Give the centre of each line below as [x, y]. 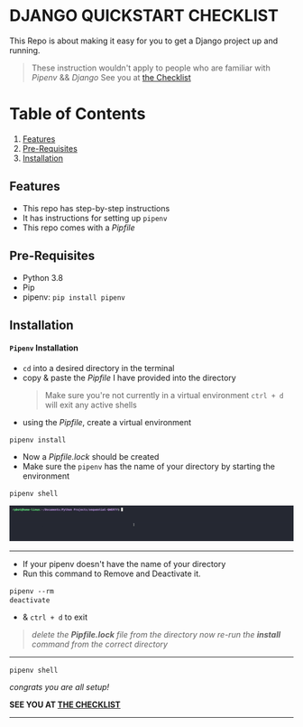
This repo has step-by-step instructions [96, 208]
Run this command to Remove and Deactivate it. [111, 573]
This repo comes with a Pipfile [78, 228]
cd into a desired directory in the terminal [98, 368]
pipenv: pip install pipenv [74, 297]
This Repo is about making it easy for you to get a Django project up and [144, 41]
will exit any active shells [91, 405]
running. [25, 50]
